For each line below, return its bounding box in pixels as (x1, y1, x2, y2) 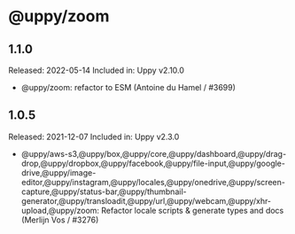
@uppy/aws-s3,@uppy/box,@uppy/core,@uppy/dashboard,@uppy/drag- (20, 148, 287, 159)
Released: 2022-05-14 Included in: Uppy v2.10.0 (8, 65, 185, 75)
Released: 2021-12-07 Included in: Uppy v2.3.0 (8, 131, 180, 142)
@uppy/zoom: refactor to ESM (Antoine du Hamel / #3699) (20, 82, 237, 92)
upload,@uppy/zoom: (20, 205, 99, 215)
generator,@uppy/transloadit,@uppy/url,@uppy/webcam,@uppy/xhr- (20, 195, 272, 206)
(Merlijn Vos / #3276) (20, 214, 99, 225)
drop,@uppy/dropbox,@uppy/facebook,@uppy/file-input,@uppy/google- (20, 158, 285, 168)
